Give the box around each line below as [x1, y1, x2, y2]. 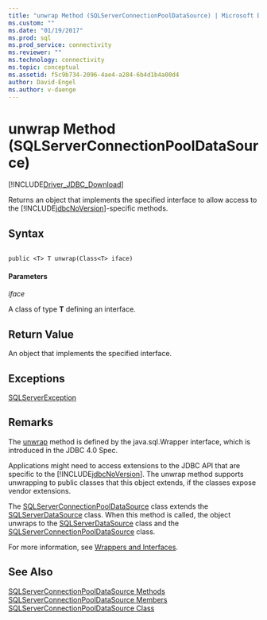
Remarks [8, 416, 54, 429]
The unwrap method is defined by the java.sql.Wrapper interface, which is [8, 436, 251, 446]
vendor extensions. [8, 486, 72, 495]
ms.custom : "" [8, 19, 56, 27]
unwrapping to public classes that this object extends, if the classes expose [8, 478, 257, 487]
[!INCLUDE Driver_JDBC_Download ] [8, 180, 125, 189]
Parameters [8, 271, 48, 281]
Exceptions [8, 371, 65, 386]
